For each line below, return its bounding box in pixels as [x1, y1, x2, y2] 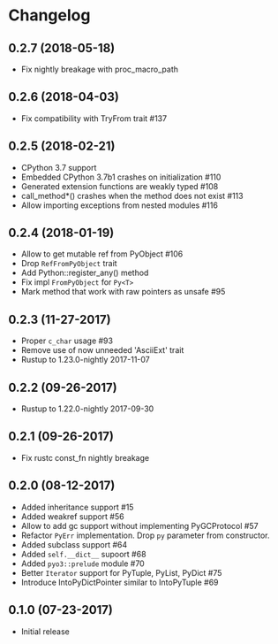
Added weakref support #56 [20, 510, 124, 522]
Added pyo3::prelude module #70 [20, 558, 145, 569]
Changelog [8, 5, 91, 26]
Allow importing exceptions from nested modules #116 [20, 200, 218, 211]
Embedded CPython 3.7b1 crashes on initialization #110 [20, 172, 222, 182]
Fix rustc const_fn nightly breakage [20, 452, 150, 463]
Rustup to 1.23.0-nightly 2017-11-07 [20, 355, 151, 365]
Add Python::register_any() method [20, 267, 149, 279]
